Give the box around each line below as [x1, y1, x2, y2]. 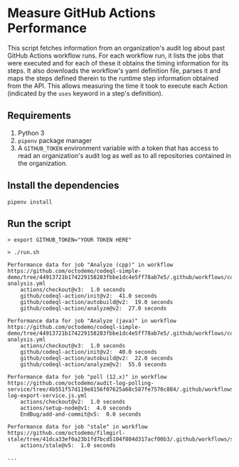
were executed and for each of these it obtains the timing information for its [7, 58, 229, 67]
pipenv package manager [17, 136, 92, 145]
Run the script [7, 217, 71, 229]
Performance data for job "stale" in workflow [7, 424, 148, 431]
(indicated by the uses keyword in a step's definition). [7, 89, 164, 98]
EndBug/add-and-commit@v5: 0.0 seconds [20, 411, 142, 418]
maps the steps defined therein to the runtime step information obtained [7, 73, 219, 83]
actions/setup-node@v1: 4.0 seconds [20, 404, 132, 412]
